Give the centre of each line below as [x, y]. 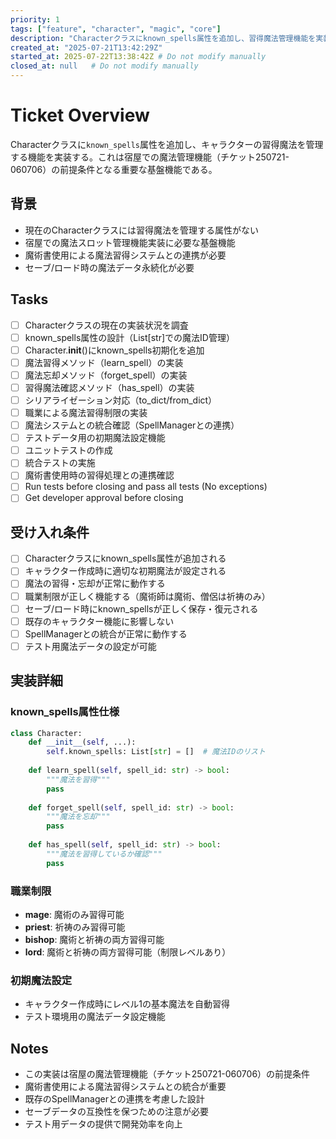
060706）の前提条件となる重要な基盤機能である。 [114, 169]
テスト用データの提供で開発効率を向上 [103, 1124]
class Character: [46, 733]
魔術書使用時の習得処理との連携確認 [99, 475]
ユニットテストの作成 [68, 450]
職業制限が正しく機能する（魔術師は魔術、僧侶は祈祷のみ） [147, 596]
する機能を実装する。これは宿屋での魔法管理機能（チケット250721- [150, 157]
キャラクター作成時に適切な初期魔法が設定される [125, 571]
